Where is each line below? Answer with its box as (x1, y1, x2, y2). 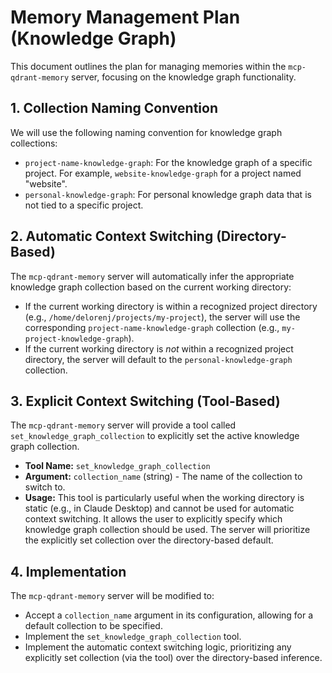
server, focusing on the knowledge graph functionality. (71, 71, 297, 83)
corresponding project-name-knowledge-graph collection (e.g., (24, 321, 280, 333)
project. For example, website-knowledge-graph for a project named (24, 167, 302, 179)
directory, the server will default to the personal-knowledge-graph (24, 353, 293, 365)
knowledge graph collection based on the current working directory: (10, 281, 292, 293)
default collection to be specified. (24, 620, 163, 632)
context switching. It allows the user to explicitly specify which (24, 513, 283, 525)
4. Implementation (10, 563, 127, 580)
